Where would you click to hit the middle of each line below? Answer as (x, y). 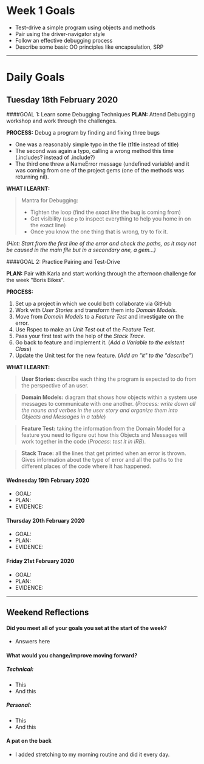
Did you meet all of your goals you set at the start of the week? (87, 628)
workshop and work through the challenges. (62, 121)
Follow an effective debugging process (64, 40)
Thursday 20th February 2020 (46, 520)
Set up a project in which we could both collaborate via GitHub (93, 303)
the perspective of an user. (55, 385)
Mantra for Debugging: (50, 200)
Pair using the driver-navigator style (60, 34)
